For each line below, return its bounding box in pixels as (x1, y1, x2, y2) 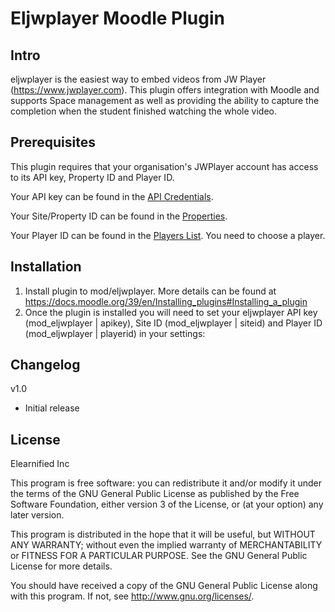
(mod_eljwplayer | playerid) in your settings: (24, 327, 206, 339)
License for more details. (10, 560, 113, 572)
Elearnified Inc (10, 458, 70, 470)
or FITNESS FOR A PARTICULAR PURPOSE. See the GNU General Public (10, 550, 308, 562)
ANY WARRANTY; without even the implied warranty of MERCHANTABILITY (10, 539, 323, 551)
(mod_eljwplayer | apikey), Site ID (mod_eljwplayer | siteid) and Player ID (24, 317, 323, 329)
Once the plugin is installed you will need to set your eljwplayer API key (24, 306, 318, 318)
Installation (10, 258, 82, 276)
